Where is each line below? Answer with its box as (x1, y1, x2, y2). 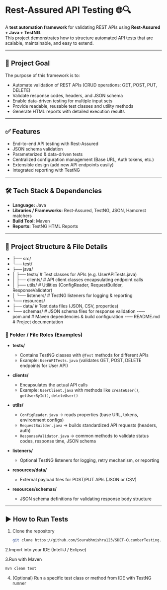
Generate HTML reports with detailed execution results (12, 108, 125, 114)
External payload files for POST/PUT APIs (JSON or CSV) (19, 477, 137, 483)
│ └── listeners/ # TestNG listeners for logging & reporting (12, 293, 133, 298)
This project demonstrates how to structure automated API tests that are (5, 35, 153, 41)
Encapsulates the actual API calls (19, 382, 88, 388)
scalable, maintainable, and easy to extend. (5, 40, 94, 46)
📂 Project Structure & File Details (5, 242, 108, 251)
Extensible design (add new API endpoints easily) (12, 161, 114, 167)
